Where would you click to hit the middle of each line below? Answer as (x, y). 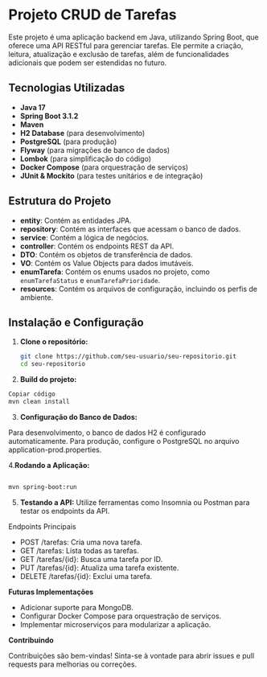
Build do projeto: (48, 380)
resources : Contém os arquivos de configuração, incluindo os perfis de (139, 289)
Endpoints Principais (42, 526)
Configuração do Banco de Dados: (79, 416)
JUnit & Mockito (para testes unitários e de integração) (111, 175)
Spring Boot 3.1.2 (49, 116)
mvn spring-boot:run (43, 487)
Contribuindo (31, 640)
